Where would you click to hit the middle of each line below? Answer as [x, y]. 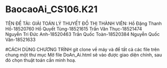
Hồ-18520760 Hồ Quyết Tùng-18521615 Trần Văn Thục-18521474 [74, 28]
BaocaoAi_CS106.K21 [52, 9]
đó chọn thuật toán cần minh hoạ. [41, 60]
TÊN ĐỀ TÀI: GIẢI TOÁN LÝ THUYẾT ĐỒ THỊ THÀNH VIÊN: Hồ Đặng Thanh [83, 23]
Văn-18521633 [20, 40]
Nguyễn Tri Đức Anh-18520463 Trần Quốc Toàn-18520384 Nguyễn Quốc [82, 34]
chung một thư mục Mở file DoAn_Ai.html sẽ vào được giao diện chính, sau [84, 55]
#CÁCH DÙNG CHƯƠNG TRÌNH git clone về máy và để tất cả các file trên [82, 49]
